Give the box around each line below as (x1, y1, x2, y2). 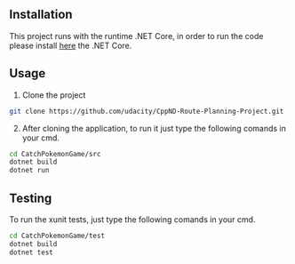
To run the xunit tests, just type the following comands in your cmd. (9, 213, 256, 225)
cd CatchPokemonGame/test (9, 231, 105, 240)
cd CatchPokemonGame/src (9, 149, 101, 158)
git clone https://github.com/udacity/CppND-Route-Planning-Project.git (9, 107, 284, 116)
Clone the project (21, 89, 86, 100)
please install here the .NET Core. (9, 40, 132, 51)
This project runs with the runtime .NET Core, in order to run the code (9, 30, 264, 41)
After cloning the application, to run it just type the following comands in (21, 123, 287, 133)
